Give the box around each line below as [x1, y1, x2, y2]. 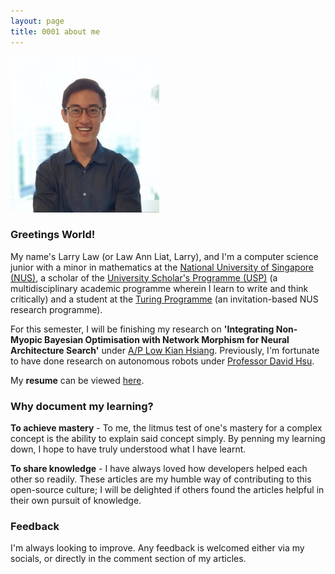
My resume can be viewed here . [10, 374, 145, 386]
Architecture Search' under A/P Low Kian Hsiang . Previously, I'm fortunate [10, 344, 320, 356]
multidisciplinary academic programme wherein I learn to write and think [10, 282, 309, 294]
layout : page [10, 16, 65, 26]
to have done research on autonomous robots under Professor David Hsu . [10, 355, 315, 367]
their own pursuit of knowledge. [10, 495, 142, 507]
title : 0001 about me [10, 26, 101, 37]
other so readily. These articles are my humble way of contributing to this [10, 473, 312, 485]
